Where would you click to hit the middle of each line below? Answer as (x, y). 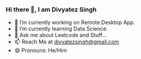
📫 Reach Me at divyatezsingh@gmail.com (67, 42)
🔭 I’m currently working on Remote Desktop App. (75, 23)
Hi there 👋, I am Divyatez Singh (51, 10)
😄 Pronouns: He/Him (40, 51)
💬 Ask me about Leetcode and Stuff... (60, 35)
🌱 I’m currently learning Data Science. (61, 29)
